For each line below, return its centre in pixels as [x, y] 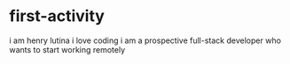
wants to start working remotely [67, 49]
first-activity [57, 16]
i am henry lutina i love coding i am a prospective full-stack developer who [145, 40]
